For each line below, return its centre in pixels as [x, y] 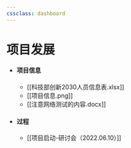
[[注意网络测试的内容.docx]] [66, 105]
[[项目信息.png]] [50, 96]
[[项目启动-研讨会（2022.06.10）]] [74, 138]
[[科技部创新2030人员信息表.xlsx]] [75, 87]
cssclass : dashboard [36, 13]
